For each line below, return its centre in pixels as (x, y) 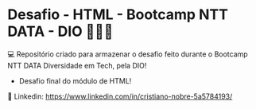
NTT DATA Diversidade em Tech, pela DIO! (77, 65)
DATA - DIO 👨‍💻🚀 (60, 31)
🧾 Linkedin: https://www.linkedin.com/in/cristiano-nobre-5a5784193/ (120, 96)
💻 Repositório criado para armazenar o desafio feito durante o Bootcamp (128, 54)
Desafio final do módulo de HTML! (75, 80)
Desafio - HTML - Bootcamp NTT (118, 15)
